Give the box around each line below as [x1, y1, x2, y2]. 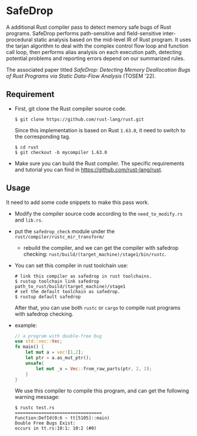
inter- [162, 29, 176, 36]
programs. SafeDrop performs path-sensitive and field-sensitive [6, 29, 162, 36]
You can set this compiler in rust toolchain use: [14, 261, 128, 269]
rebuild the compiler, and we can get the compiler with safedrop [23, 244, 179, 251]
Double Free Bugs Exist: [14, 420, 76, 427]
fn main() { [14, 344, 44, 350]
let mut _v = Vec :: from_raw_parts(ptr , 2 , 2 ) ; [36, 365, 152, 371]
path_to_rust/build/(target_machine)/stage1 [14, 283, 126, 289]
